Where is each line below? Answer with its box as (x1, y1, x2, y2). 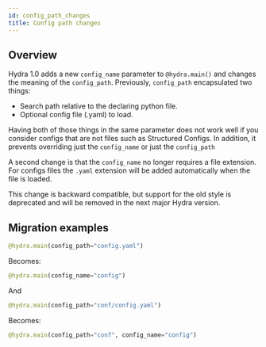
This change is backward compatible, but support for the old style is (8, 189, 232, 199)
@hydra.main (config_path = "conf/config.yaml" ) (8, 301, 161, 309)
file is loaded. (8, 174, 52, 184)
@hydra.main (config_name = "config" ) (8, 272, 126, 280)
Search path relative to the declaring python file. (19, 101, 178, 111)
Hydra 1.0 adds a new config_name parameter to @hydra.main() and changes (8, 69, 256, 79)
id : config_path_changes (8, 11, 91, 20)
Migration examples (8, 221, 110, 235)
